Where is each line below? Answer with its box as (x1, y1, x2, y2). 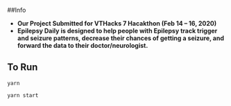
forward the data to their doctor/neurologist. (17, 42, 148, 49)
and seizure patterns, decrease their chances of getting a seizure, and (17, 34, 224, 42)
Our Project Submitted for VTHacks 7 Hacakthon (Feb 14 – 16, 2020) (17, 19, 217, 27)
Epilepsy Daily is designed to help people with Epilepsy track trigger (17, 27, 218, 35)
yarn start (7, 91, 39, 99)
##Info (7, 6, 26, 14)
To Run (7, 62, 38, 73)
